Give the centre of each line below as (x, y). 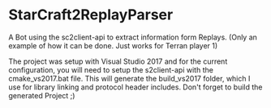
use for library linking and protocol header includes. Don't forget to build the (135, 87)
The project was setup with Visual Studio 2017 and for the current (118, 61)
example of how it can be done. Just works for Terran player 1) (113, 45)
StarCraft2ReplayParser (91, 15)
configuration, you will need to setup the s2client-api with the (111, 69)
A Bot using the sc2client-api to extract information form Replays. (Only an (133, 37)
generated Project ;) (42, 95)
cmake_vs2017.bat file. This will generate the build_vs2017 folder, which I (129, 78)
